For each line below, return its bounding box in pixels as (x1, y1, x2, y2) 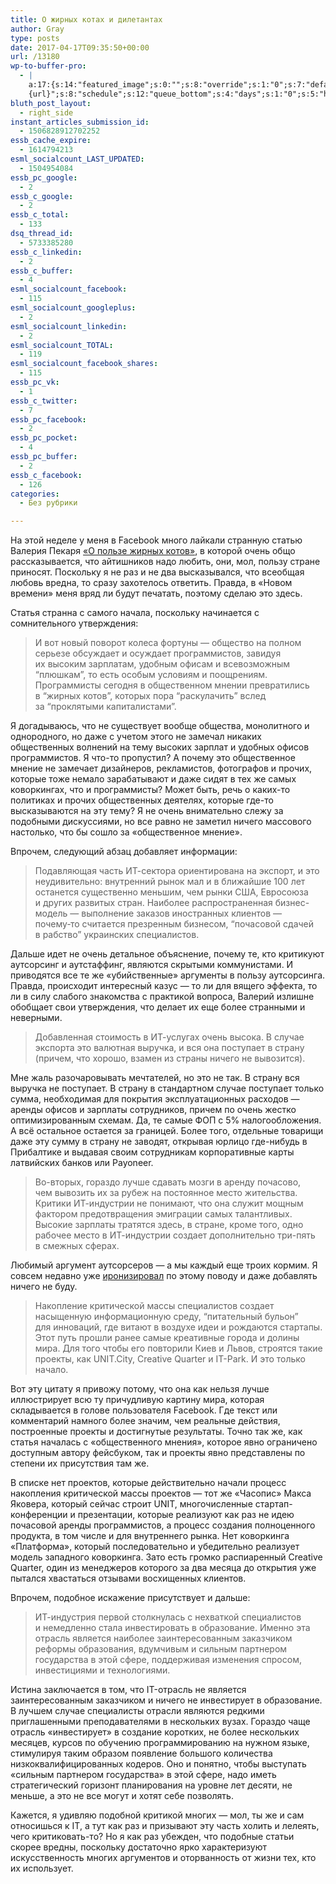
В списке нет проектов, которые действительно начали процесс (10, 1477, 287, 1489)
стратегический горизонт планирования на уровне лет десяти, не (10, 1779, 293, 1791)
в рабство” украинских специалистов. (34, 929, 200, 941)
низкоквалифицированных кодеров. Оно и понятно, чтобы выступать (10, 1758, 307, 1770)
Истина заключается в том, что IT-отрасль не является (10, 1684, 247, 1696)
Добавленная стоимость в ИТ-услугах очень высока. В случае (34, 1031, 305, 1043)
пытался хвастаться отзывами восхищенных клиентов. (10, 1572, 247, 1585)
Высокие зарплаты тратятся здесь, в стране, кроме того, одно (34, 1219, 304, 1231)
